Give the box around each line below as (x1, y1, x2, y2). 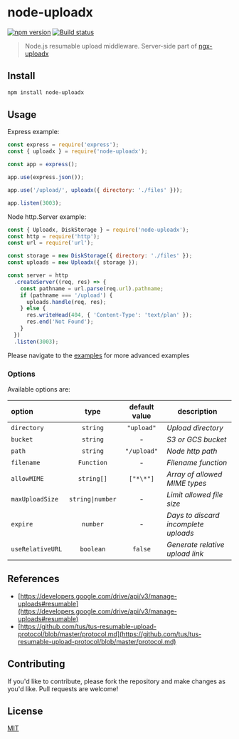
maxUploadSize (11, 495, 59, 503)
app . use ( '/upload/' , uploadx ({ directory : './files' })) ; (7, 186, 183, 193)
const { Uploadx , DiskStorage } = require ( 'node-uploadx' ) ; (7, 226, 190, 233)
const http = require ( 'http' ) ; (7, 233, 100, 240)
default (129, 402, 154, 412)
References (7, 573, 60, 585)
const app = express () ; (7, 161, 78, 168)
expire (11, 520, 33, 528)
